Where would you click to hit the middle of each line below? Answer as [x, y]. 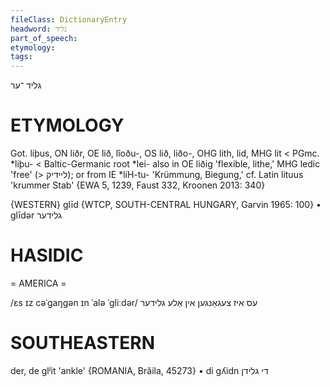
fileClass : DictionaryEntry [69, 19]
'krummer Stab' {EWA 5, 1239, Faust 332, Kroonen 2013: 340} [138, 185]
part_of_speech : [44, 38]
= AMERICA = [38, 283]
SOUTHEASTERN [83, 343]
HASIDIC [47, 255]
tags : [21, 57]
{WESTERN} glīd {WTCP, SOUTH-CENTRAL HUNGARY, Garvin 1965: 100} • [166, 205]
